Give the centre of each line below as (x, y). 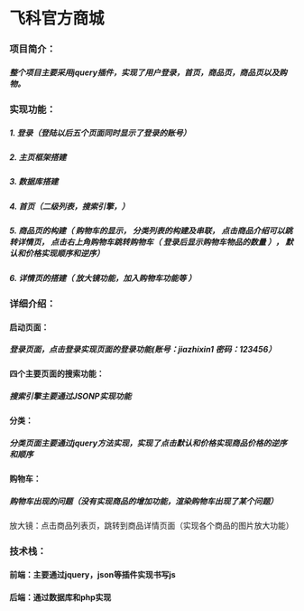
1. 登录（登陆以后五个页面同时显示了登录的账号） (100, 133)
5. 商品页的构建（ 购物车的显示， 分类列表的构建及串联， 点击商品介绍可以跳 (151, 230)
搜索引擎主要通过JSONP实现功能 (70, 396)
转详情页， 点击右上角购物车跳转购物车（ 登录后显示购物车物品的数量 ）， (147, 242)
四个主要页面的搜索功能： (57, 374)
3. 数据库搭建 (34, 182)
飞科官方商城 (57, 19)
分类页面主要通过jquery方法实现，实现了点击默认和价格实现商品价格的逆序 (148, 443)
